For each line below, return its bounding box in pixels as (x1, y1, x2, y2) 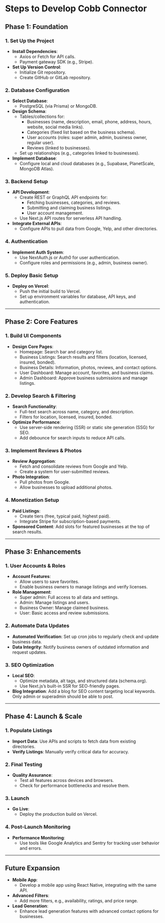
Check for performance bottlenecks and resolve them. (19, 782, 130, 788)
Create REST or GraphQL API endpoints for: (19, 195, 108, 201)
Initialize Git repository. (19, 69, 66, 75)
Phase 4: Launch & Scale (5, 712, 82, 721)
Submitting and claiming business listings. (27, 205, 112, 211)
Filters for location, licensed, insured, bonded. (19, 414, 113, 420)
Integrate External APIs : (12, 221, 62, 227)
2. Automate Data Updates (5, 622, 70, 629)
